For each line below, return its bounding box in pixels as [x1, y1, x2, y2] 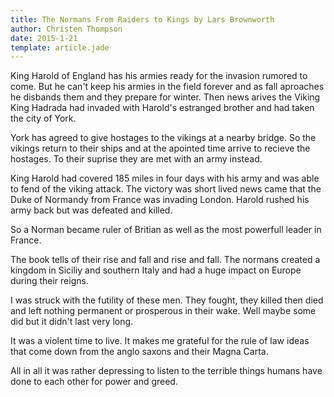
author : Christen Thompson [10, 24, 123, 34]
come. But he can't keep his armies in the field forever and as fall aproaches [10, 81, 325, 93]
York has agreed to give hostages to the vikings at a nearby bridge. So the [10, 132, 317, 144]
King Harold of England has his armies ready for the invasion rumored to [10, 70, 308, 82]
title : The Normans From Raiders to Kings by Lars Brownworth [10, 14, 275, 25]
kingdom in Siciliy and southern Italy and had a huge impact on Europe [10, 264, 302, 276]
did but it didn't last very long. [10, 316, 134, 328]
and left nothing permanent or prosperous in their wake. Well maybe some [10, 305, 317, 317]
